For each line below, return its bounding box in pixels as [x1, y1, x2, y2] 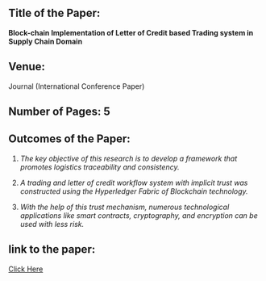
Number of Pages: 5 [8, 105, 110, 119]
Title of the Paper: [8, 6, 101, 20]
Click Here [8, 264, 44, 274]
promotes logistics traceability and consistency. [19, 161, 180, 172]
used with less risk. [19, 219, 85, 229]
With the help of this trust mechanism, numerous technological [19, 202, 230, 212]
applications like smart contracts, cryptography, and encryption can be [19, 210, 258, 220]
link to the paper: [8, 242, 96, 257]
